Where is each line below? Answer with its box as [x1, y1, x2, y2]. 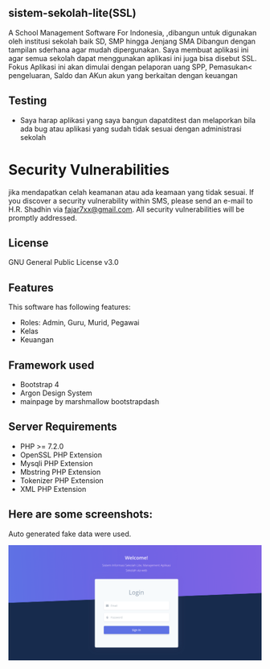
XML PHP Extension [19, 484, 87, 493]
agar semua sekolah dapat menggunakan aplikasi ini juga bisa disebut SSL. [8, 53, 257, 63]
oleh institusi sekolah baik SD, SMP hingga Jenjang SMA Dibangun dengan [8, 36, 256, 46]
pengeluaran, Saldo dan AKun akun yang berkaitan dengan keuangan [8, 70, 239, 80]
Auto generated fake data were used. [8, 529, 132, 539]
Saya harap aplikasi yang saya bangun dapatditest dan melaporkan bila [19, 115, 256, 125]
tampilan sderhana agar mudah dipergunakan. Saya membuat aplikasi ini [8, 44, 249, 55]
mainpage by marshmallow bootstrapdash [19, 397, 160, 406]
